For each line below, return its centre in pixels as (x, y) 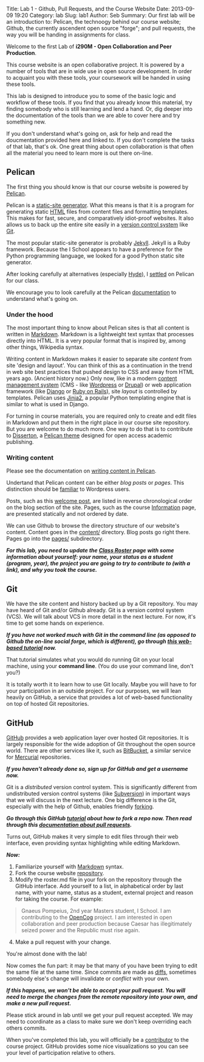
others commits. (27, 1028)
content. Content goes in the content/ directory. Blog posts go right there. (98, 532)
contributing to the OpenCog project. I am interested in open (97, 917)
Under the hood (30, 314)
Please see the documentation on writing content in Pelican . (81, 471)
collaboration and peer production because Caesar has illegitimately (107, 924)
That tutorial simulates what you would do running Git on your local (90, 659)
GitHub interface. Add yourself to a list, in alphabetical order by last (99, 886)
